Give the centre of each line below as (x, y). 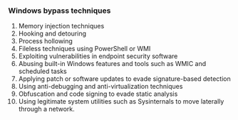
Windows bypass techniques (59, 11)
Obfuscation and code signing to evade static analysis (98, 94)
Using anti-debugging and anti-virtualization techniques (100, 87)
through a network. (46, 109)
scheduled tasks (42, 71)
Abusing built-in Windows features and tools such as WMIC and (112, 64)
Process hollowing (46, 41)
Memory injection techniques (61, 26)
